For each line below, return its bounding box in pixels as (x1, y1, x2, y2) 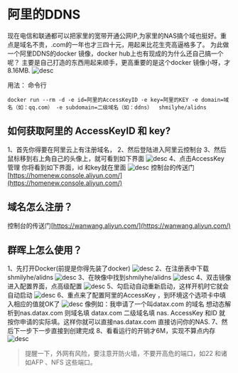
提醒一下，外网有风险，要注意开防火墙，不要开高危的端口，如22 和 (24, 350, 222, 358)
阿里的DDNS (7, 6, 81, 23)
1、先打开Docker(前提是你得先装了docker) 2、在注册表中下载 (7, 264, 210, 273)
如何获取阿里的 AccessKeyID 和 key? (7, 125, 171, 137)
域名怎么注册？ (7, 201, 73, 214)
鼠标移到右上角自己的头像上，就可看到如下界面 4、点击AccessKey (7, 154, 225, 162)
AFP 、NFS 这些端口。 (31, 358, 97, 367)
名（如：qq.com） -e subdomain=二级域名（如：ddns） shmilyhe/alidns (7, 104, 207, 111)
